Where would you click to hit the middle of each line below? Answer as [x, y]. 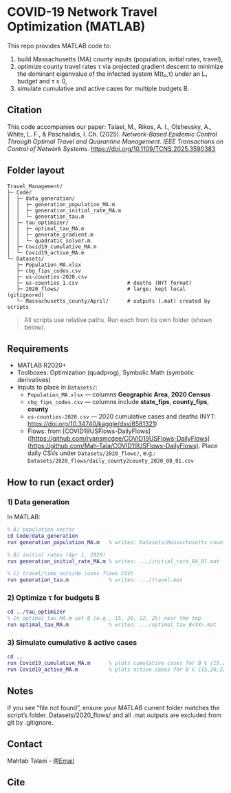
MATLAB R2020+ [42, 365]
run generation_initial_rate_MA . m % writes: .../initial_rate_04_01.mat [113, 561]
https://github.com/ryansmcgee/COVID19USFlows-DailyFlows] [121, 439]
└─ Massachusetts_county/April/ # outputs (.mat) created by [113, 301]
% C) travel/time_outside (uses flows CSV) [70, 574]
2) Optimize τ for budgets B [54, 598]
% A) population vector [41, 530]
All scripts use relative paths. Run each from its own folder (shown [118, 320]
